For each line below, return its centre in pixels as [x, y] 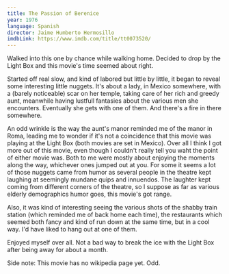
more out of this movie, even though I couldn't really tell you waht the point [113, 151]
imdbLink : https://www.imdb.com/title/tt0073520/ [79, 39]
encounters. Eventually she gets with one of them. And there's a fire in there [114, 108]
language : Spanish [33, 26]
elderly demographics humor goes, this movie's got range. [90, 194]
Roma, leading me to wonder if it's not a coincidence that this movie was [109, 136]
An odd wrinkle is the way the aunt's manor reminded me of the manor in [110, 129]
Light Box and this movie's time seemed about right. [80, 66]
